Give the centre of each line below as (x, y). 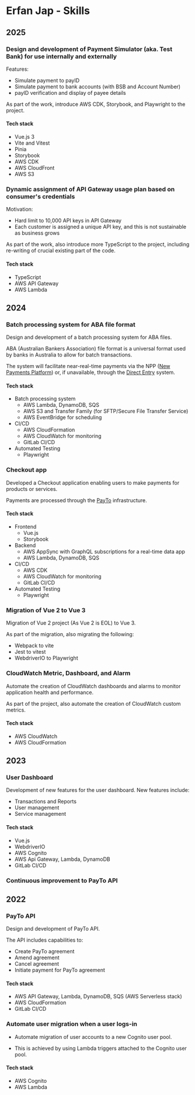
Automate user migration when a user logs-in (72, 1024)
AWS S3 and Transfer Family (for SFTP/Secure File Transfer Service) (106, 411)
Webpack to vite (34, 646)
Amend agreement (37, 957)
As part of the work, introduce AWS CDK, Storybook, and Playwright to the (96, 104)
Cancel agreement (37, 964)
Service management (40, 814)
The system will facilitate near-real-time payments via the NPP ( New (88, 366)
